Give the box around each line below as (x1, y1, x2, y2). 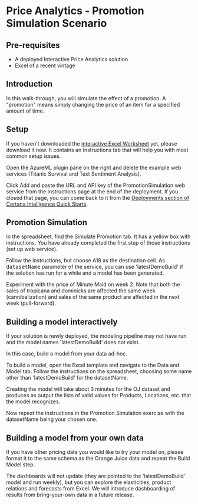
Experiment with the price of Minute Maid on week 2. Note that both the (6, 281, 180, 288)
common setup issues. (6, 152, 61, 160)
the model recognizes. (6, 398, 61, 405)
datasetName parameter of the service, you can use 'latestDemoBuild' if (6, 263, 184, 271)
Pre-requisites (6, 40, 60, 50)
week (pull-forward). (6, 299, 56, 307)
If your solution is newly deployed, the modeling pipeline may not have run (6, 332, 187, 340)
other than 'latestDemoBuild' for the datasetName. (6, 374, 128, 381)
